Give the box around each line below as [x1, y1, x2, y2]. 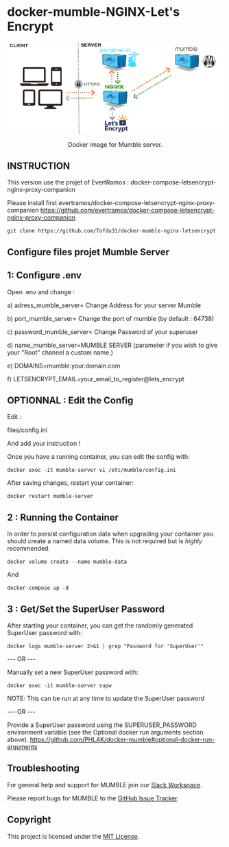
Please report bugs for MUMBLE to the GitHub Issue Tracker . [7, 794, 180, 802]
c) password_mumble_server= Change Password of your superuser [7, 327, 198, 336]
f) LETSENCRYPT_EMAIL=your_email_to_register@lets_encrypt [7, 374, 184, 383]
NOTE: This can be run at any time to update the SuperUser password [7, 694, 204, 702]
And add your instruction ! [7, 440, 81, 448]
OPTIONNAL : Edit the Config [7, 394, 134, 406]
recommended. [7, 545, 50, 553]
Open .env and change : [7, 287, 75, 296]
